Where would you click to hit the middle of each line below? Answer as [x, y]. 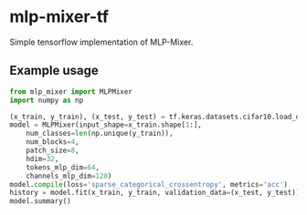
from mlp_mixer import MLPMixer [71, 92]
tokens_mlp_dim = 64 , [63, 167]
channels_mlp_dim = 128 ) [69, 176]
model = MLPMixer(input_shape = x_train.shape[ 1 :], [106, 125]
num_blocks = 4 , [53, 142]
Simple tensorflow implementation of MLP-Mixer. [101, 42]
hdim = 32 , [42, 159]
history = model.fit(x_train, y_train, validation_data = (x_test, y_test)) [155, 193]
